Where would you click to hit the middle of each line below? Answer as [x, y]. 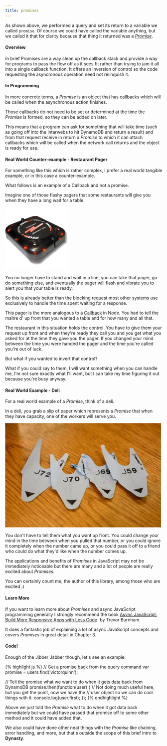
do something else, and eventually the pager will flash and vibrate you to [80, 283]
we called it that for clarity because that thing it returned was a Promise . [79, 36]
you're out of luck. [24, 349]
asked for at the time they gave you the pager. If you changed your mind [79, 339]
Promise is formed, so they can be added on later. [56, 117]
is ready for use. [22, 148]
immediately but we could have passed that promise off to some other [77, 713]
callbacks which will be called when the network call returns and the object [82, 143]
